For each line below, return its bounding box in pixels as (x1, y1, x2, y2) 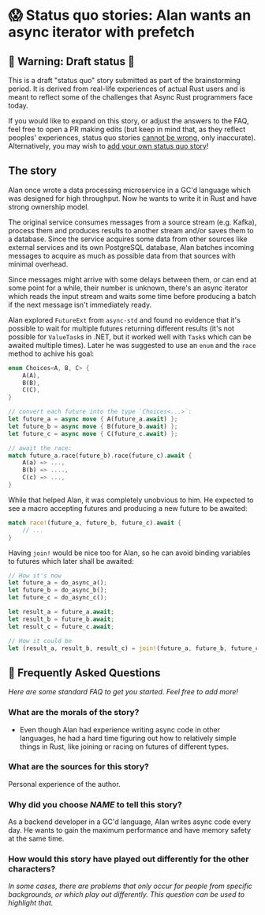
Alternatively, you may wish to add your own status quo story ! (8, 142, 209, 150)
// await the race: (8, 444, 73, 452)
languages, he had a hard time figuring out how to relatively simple (19, 733, 237, 743)
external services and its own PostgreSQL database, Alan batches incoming (8, 242, 255, 251)
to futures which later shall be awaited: (8, 556, 134, 565)
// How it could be (8, 637, 73, 645)
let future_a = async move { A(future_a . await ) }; (8, 415, 178, 423)
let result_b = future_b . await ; (8, 615, 114, 623)
